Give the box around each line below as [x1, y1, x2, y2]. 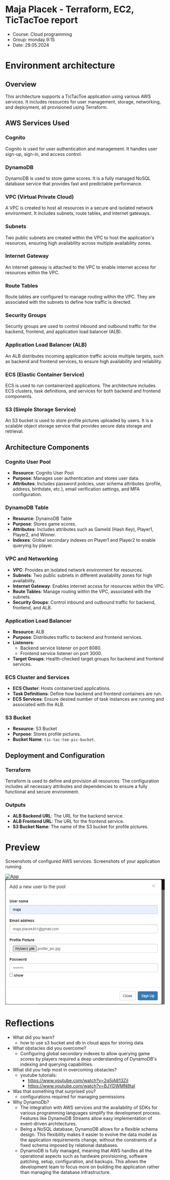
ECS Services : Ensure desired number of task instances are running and [12, 696, 164, 702]
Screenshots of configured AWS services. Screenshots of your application [5, 858, 160, 864]
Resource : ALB [12, 629, 45, 635]
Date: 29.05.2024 [12, 42, 50, 48]
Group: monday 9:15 [12, 37, 55, 43]
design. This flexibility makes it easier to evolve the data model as [20, 1131, 157, 1137]
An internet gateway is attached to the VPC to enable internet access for [5, 264, 156, 270]
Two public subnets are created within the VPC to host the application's [5, 235, 154, 241]
